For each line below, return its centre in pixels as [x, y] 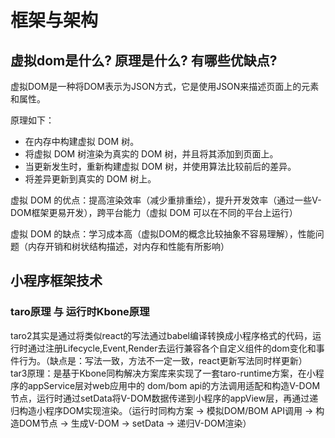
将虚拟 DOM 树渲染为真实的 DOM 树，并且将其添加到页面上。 [151, 154]
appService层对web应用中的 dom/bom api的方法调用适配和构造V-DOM [174, 385]
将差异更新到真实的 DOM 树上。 [90, 179]
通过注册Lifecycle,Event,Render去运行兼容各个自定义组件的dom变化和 [172, 348]
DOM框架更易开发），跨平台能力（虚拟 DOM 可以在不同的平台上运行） [154, 212]
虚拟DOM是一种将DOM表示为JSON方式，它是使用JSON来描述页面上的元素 [165, 86]
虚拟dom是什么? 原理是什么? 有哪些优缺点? [144, 60]
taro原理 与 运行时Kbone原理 [80, 312]
